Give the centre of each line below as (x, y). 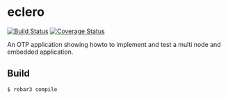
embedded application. (40, 52)
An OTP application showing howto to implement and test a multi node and (114, 44)
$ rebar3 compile (32, 89)
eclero (26, 12)
